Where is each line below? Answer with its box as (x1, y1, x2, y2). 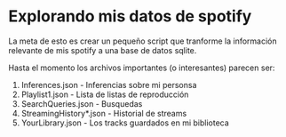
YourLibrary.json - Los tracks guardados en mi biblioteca (20, 117, 230, 128)
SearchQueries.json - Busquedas (20, 98, 143, 109)
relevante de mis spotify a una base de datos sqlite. (8, 44, 197, 55)
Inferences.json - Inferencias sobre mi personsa (20, 79, 197, 90)
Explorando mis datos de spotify (8, 6, 252, 27)
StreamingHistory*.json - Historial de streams (20, 108, 187, 118)
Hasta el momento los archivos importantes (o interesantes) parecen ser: (8, 62, 275, 73)
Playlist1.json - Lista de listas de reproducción (20, 89, 189, 100)
